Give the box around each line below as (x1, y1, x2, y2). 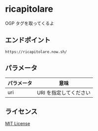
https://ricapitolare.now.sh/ (5, 49, 67, 54)
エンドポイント (5, 36, 51, 45)
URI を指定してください (36, 89, 91, 96)
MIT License (5, 121, 31, 127)
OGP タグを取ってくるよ (5, 20, 54, 26)
